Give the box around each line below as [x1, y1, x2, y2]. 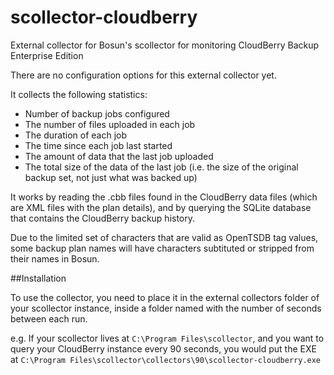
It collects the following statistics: [10, 88, 148, 100]
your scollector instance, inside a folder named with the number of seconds [10, 302, 322, 314]
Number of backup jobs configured [24, 107, 170, 120]
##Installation [10, 272, 67, 284]
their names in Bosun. [10, 252, 100, 265]
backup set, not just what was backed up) [24, 171, 198, 183]
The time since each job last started [24, 139, 173, 151]
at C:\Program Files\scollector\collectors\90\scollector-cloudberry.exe [10, 353, 322, 365]
